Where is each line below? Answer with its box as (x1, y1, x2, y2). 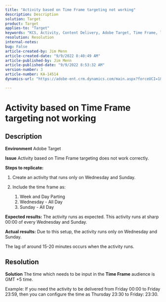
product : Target (5, 21, 39, 26)
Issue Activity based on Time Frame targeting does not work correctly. (5, 155, 149, 161)
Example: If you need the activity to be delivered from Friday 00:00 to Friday (5, 286, 161, 292)
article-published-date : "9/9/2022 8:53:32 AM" (5, 62, 105, 67)
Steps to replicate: (5, 165, 43, 171)
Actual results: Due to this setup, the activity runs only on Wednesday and (5, 229, 157, 235)
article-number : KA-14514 (5, 72, 58, 77)
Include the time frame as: (12, 184, 66, 190)
